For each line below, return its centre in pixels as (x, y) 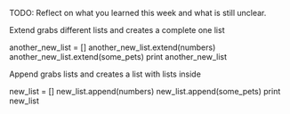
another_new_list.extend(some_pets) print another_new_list (118, 57)
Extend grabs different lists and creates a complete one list (117, 30)
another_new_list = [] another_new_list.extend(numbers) (113, 47)
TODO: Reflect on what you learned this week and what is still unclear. (138, 13)
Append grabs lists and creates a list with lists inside (105, 74)
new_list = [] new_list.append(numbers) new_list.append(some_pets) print (145, 91)
